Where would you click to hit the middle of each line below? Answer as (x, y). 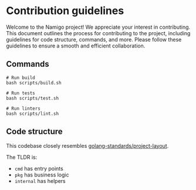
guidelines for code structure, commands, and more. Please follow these (94, 39)
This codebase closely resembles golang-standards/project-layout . (87, 145)
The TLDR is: (22, 157)
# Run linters (23, 108)
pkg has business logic (42, 175)
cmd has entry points (39, 168)
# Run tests (21, 93)
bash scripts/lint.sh (33, 113)
